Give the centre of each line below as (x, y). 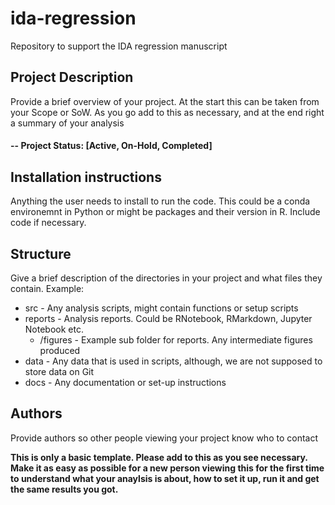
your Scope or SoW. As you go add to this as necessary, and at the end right (167, 112)
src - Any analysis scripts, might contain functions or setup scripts (161, 308)
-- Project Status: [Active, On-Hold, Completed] (111, 146)
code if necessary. (48, 223)
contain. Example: (47, 288)
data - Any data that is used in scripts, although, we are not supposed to (173, 361)
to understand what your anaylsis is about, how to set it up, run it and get (165, 478)
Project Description (72, 77)
